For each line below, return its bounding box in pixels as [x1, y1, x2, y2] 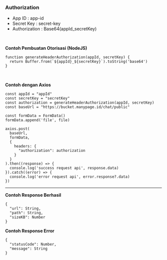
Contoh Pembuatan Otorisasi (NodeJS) [5, 45, 87, 51]
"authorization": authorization [18, 148, 85, 153]
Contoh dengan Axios [5, 82, 51, 88]
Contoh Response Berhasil [5, 192, 61, 198]
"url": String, [9, 206, 41, 211]
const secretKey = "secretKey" [5, 96, 70, 101]
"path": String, [9, 211, 43, 216]
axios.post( [5, 127, 30, 131]
